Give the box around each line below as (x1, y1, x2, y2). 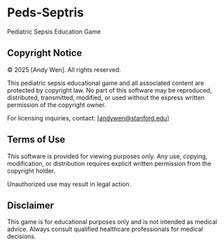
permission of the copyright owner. (7, 101, 106, 109)
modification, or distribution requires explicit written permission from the (7, 159, 212, 167)
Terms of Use (7, 134, 66, 145)
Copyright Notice (7, 47, 82, 59)
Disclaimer (7, 199, 54, 211)
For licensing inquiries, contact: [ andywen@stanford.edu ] (7, 114, 170, 122)
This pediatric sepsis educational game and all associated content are (7, 79, 204, 87)
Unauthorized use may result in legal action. (7, 180, 132, 188)
